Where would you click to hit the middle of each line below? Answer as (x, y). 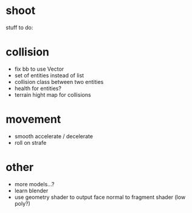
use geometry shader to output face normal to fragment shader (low (100, 197)
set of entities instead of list (49, 75)
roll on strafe (30, 142)
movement (33, 120)
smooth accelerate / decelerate (54, 136)
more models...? (34, 184)
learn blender (31, 190)
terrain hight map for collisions (53, 94)
